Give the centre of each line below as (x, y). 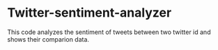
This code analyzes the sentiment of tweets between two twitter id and (109, 32)
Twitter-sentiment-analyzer (89, 13)
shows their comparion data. (48, 39)
